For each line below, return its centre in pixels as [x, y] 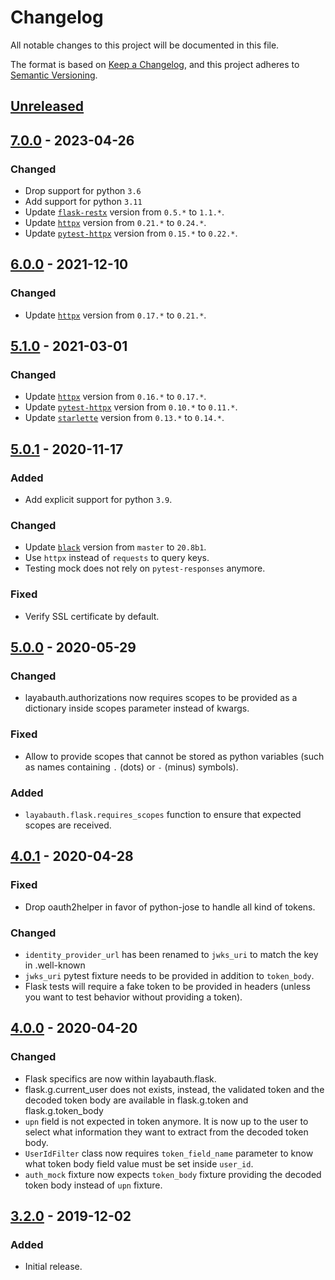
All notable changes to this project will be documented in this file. [145, 45]
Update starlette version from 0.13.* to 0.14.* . [124, 418]
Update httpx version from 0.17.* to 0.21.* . [115, 315]
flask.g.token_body [64, 1110]
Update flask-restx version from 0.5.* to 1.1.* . [124, 212]
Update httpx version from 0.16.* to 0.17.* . [115, 397]
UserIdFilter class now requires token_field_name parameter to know [169, 1153]
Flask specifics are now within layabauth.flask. [120, 1078]
